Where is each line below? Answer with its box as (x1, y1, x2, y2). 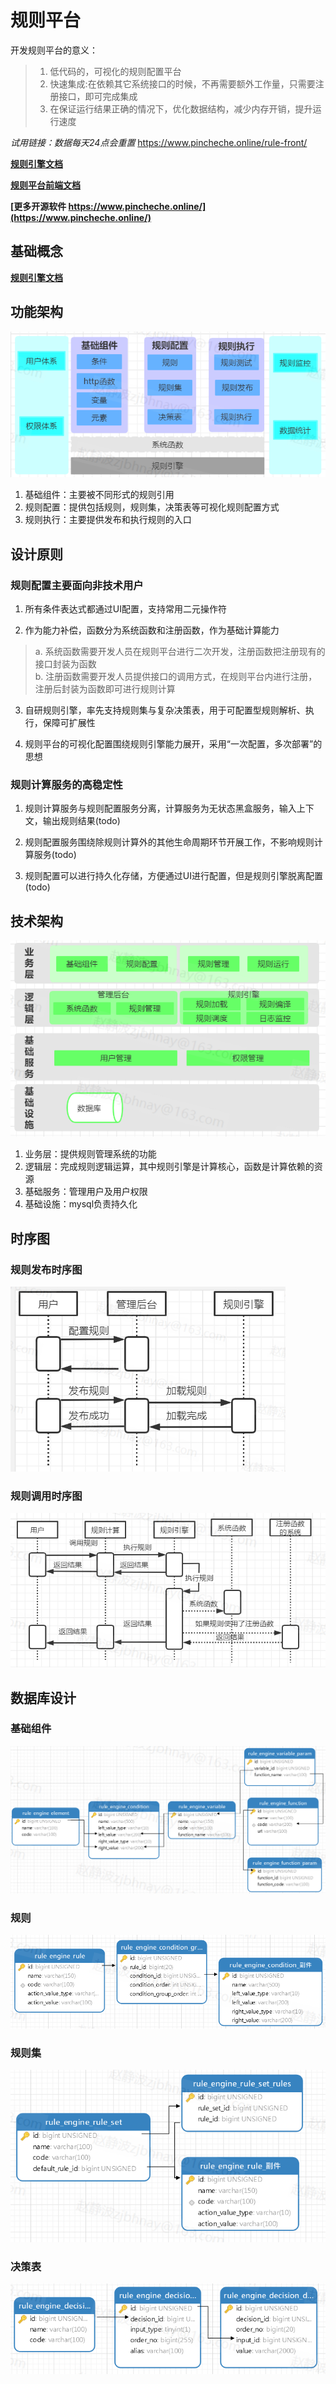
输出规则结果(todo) (42, 815, 121, 827)
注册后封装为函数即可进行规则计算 (34, 683, 176, 695)
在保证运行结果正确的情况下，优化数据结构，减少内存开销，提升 (49, 102, 313, 115)
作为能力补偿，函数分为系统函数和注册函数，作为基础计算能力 (24, 624, 280, 636)
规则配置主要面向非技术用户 (10, 578, 144, 592)
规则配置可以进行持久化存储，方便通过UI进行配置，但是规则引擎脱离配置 (24, 870, 323, 882)
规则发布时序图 (10, 1262, 83, 1276)
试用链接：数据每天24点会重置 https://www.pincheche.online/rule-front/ (10, 136, 308, 148)
